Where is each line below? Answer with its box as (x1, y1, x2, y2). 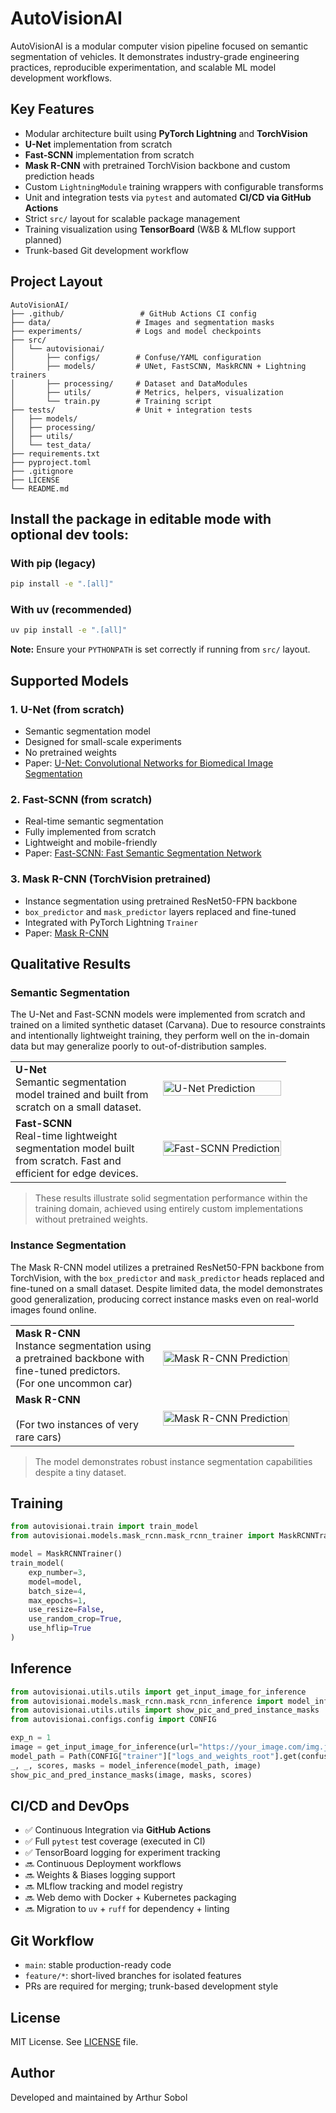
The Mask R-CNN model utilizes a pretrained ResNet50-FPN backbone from (10, 1261, 325, 1273)
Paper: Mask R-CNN (24, 927, 109, 939)
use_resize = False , (28, 1605, 105, 1615)
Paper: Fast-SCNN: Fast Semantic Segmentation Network (24, 847, 262, 859)
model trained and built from (15, 1088, 149, 1102)
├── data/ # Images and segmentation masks (10, 317, 275, 327)
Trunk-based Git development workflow (24, 244, 190, 256)
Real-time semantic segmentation (24, 815, 164, 827)
